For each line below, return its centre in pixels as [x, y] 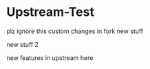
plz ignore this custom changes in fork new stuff [75, 31]
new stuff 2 [23, 44]
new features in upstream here [50, 58]
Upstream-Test [50, 12]
